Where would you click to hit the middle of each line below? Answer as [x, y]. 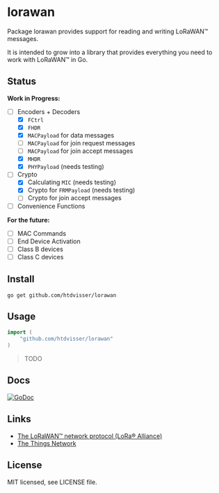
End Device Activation [49, 241]
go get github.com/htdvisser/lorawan [62, 295]
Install [21, 279]
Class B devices [40, 249]
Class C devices [40, 257]
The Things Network [47, 443]
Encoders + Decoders [49, 111]
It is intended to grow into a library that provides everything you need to [110, 52]
